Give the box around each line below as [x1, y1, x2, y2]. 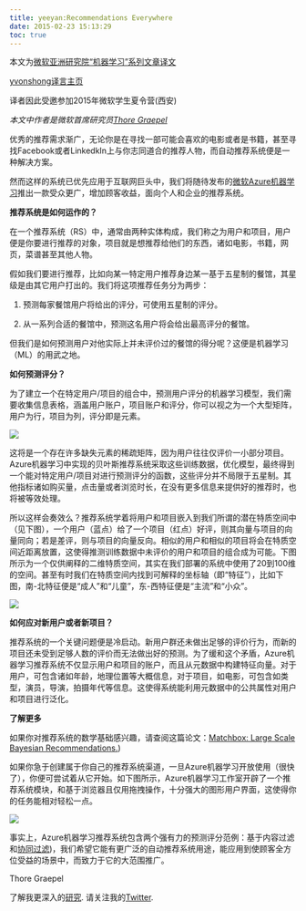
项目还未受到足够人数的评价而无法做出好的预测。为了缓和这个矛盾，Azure [9, 648, 287, 659]
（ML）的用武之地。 [9, 349, 86, 360]
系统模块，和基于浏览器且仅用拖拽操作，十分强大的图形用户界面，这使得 [16, 784, 289, 795]
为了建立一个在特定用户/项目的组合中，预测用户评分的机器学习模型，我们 [9, 388, 284, 399]
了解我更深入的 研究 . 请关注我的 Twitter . [9, 892, 154, 903]
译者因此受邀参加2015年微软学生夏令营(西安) [9, 95, 178, 106]
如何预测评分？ [9, 368, 66, 379]
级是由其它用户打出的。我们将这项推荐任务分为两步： [9, 280, 209, 291]
